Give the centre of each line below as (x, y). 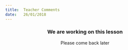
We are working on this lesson (85, 32)
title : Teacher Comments (32, 10)
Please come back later (85, 42)
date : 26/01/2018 (26, 14)
